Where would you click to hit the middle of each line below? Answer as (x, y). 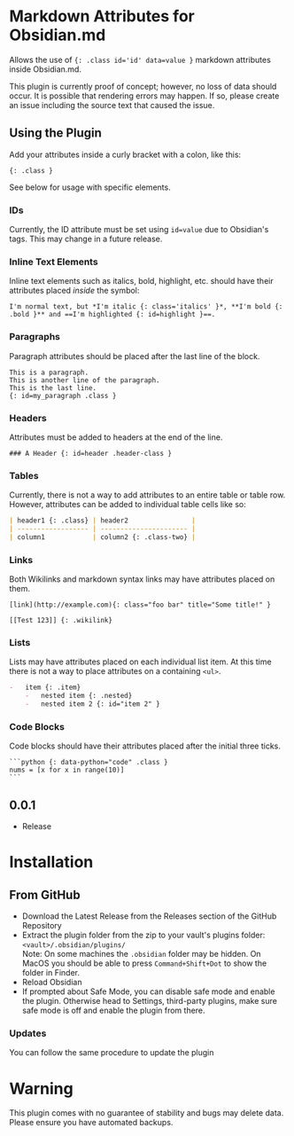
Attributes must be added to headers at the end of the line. (116, 437)
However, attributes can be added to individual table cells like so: (128, 505)
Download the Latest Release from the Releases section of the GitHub (149, 916)
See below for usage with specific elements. (90, 187)
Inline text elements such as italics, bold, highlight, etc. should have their (141, 281)
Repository (42, 926)
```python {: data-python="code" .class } (89, 763)
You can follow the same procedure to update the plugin (112, 1053)
